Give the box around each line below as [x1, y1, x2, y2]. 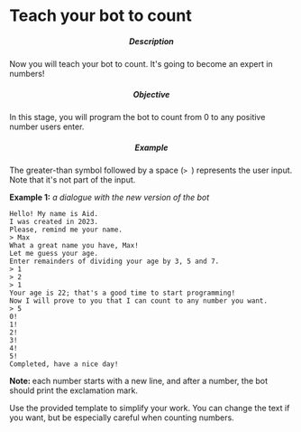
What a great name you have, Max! [9, 241, 140, 250]
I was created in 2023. [9, 218, 99, 227]
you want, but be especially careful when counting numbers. [9, 412, 234, 423]
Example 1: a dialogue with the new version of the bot [9, 192, 210, 203]
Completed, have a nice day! [9, 360, 119, 369]
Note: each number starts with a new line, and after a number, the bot [9, 376, 269, 387]
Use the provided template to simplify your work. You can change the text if [9, 403, 290, 414]
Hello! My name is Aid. [9, 210, 99, 219]
